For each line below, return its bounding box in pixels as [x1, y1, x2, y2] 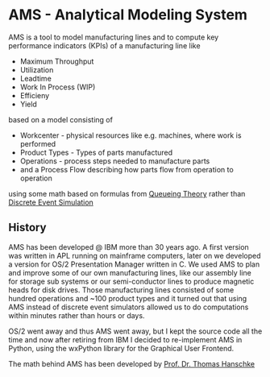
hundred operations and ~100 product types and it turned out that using [8, 293, 247, 303]
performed [19, 139, 56, 148]
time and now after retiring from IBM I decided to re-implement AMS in [8, 334, 243, 344]
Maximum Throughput [19, 56, 94, 66]
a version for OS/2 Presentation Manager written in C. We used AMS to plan [8, 259, 260, 269]
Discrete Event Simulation [8, 197, 94, 207]
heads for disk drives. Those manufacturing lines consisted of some [8, 284, 235, 295]
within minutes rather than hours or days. [8, 310, 145, 320]
